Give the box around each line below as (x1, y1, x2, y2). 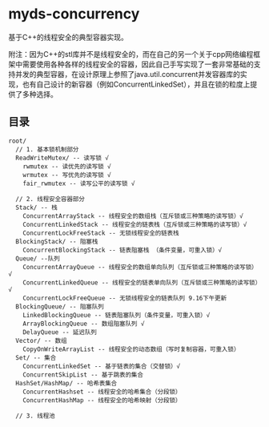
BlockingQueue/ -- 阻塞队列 (15, 302, 104, 311)
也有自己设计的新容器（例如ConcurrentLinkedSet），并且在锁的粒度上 (22, 79, 251, 89)
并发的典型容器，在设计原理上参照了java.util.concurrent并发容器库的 (14, 69, 240, 79)
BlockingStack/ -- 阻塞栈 (15, 237, 98, 245)
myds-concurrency (8, 5, 140, 23)
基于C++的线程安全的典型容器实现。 (8, 32, 128, 42)
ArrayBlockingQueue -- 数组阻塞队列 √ (22, 320, 145, 328)
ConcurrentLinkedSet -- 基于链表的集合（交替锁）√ (22, 362, 181, 370)
